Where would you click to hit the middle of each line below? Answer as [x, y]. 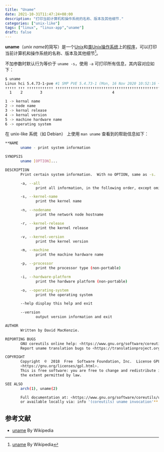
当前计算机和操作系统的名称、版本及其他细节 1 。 [53, 53]
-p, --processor [37, 264]
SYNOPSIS [14, 157]
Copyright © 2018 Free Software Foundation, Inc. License [86, 362]
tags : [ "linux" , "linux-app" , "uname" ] [44, 28]
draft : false [18, 32]
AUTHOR [12, 326]
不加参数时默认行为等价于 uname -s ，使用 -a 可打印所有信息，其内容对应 [78, 64]
